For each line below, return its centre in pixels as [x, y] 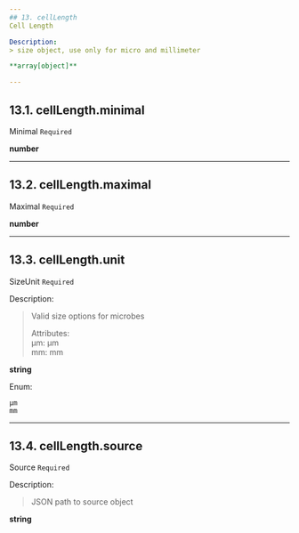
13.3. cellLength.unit [67, 260]
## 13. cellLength [43, 17]
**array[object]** [43, 66]
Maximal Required [42, 206]
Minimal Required [41, 131]
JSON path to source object [82, 502]
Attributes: [50, 333]
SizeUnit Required [41, 281]
